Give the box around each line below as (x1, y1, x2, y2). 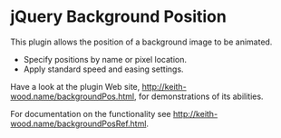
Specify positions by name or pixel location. (23, 54, 188, 64)
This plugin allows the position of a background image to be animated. (10, 36, 273, 47)
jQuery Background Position (10, 6, 228, 27)
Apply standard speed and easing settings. (23, 64, 184, 74)
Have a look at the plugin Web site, (10, 81, 140, 92)
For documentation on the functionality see (10, 108, 171, 119)
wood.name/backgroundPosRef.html (10, 118, 147, 129)
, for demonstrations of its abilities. (133, 91, 264, 102)
